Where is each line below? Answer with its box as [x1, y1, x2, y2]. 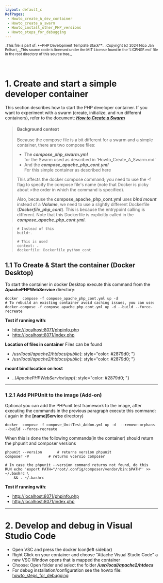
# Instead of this [16, 226, 54, 231]
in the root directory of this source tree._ [5, 52, 72, 56]
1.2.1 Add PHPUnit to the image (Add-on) [5, 392, 102, 398]
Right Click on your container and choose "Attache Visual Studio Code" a [12, 552, 158, 558]
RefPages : [5, 12, 25, 17]
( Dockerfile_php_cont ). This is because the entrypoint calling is [16, 207, 145, 212]
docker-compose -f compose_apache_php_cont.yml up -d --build [5, 304, 133, 309]
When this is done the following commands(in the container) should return [5, 435, 154, 441]
